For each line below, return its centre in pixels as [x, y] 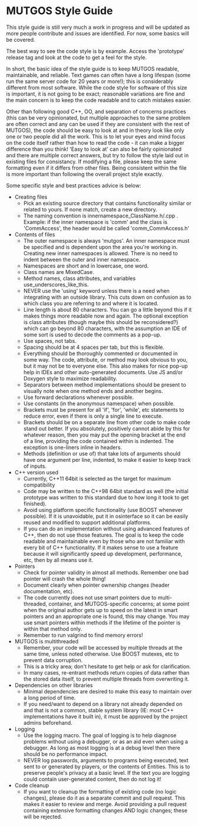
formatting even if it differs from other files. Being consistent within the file [96, 168]
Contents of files [35, 234]
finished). [35, 503]
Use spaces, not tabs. [50, 341]
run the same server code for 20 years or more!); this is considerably [90, 81]
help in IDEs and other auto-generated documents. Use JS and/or [103, 372]
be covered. [21, 39]
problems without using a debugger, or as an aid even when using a [106, 741]
